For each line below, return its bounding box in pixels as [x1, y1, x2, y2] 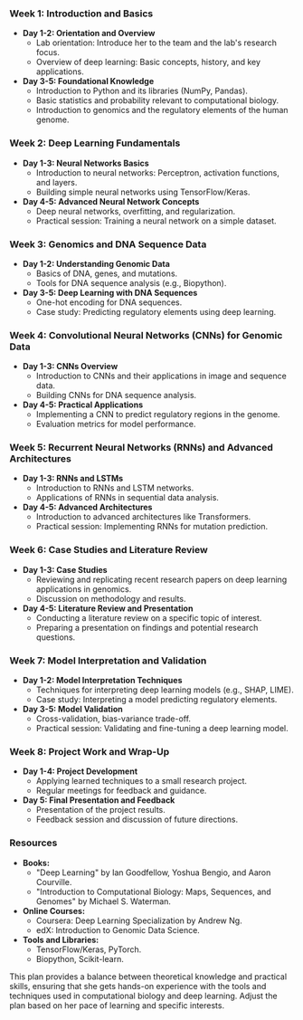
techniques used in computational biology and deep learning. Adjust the [9, 990, 278, 1001]
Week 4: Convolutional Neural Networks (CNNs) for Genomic [9, 329, 283, 341]
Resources [9, 836, 58, 849]
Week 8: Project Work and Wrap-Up [9, 746, 170, 758]
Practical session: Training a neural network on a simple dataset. [35, 215, 278, 226]
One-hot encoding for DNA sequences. [35, 297, 183, 308]
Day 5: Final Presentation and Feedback [22, 795, 175, 806]
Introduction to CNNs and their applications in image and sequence [35, 370, 287, 382]
